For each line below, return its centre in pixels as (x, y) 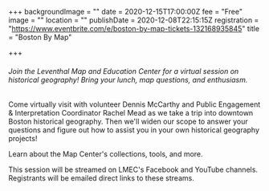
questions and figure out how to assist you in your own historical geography (134, 130)
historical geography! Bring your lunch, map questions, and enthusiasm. (128, 79)
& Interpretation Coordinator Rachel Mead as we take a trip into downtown (131, 113)
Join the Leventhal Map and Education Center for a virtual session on (124, 71)
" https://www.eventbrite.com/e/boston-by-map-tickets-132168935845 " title (134, 28)
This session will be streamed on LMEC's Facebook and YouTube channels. (133, 170)
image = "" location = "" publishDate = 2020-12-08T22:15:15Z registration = (134, 20)
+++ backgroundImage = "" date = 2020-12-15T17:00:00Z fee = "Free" (126, 12)
